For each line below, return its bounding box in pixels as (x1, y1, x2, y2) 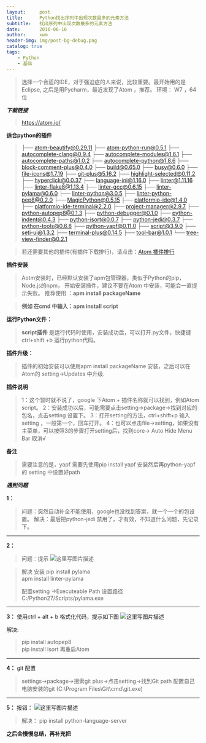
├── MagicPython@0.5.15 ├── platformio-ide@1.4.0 (54, 196, 188, 203)
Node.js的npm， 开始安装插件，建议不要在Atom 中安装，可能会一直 (21, 281, 192, 289)
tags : (6, 49, 20, 55)
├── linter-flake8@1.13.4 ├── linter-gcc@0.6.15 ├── (21, 183, 155, 191)
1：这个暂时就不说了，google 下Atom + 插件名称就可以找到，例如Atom (21, 396, 200, 403)
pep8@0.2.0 (21, 196, 53, 203)
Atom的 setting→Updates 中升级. (21, 370, 105, 377)
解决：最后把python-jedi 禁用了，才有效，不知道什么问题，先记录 (33, 515, 199, 522)
